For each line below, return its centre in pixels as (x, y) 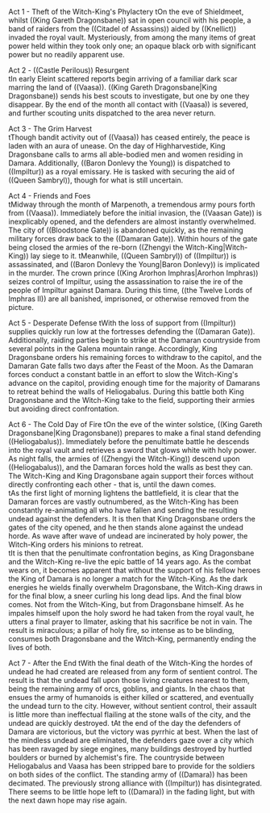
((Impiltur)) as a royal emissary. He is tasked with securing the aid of (122, 172)
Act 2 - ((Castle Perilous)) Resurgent (69, 70)
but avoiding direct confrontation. (64, 409)
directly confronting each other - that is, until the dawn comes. (112, 484)
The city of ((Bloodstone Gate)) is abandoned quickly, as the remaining (126, 230)
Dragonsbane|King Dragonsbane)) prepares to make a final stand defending (135, 433)
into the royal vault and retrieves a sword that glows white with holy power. (133, 450)
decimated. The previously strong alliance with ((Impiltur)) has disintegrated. (135, 783)
